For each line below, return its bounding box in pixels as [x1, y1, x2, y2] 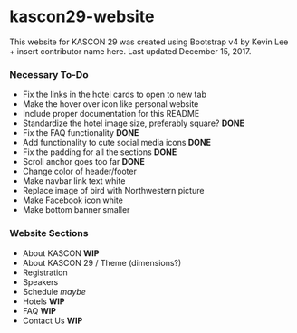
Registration [22, 267, 68, 278]
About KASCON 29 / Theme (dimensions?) [22, 257, 182, 268]
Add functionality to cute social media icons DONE [22, 138, 211, 148]
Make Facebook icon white [22, 195, 124, 205]
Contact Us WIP [22, 315, 83, 326]
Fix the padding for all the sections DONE [22, 147, 177, 157]
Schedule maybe [22, 286, 86, 297]
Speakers [22, 276, 59, 287]
